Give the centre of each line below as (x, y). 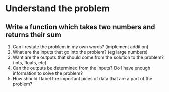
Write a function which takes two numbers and (80, 27)
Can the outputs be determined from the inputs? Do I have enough (81, 68)
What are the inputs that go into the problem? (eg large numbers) (80, 52)
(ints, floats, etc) (30, 63)
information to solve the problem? (48, 73)
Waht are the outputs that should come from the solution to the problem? (88, 57)
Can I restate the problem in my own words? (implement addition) (80, 47)
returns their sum (33, 35)
